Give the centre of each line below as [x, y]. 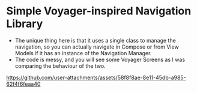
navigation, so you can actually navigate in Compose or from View [97, 47]
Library [25, 24]
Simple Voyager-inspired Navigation [99, 11]
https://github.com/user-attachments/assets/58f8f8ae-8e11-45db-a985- [96, 77]
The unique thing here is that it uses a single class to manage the [95, 40]
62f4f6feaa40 [23, 84]
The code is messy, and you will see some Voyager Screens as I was [100, 59]
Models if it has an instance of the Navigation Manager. [83, 53]
